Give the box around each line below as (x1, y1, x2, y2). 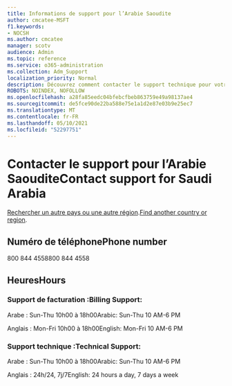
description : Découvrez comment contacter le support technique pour (7, 81, 212, 88)
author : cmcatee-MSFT (7, 17, 70, 24)
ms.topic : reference (7, 55, 67, 62)
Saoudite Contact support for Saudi (7, 170, 212, 186)
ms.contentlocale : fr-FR (7, 113, 79, 120)
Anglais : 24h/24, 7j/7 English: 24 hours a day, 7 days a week (7, 371, 179, 379)
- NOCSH (7, 29, 30, 37)
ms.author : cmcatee (7, 36, 64, 43)
